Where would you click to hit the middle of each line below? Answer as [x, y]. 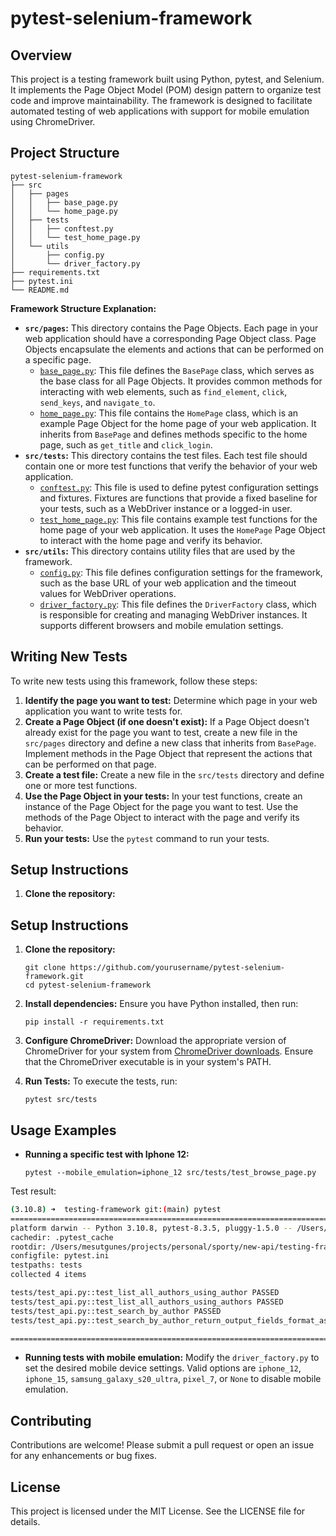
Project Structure [65, 153]
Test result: [33, 1191]
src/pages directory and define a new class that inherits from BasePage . [170, 743]
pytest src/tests [61, 1100]
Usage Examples [63, 1130]
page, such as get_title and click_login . [126, 444]
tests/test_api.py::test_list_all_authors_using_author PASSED [145, 1293]
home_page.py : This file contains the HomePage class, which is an [169, 413]
